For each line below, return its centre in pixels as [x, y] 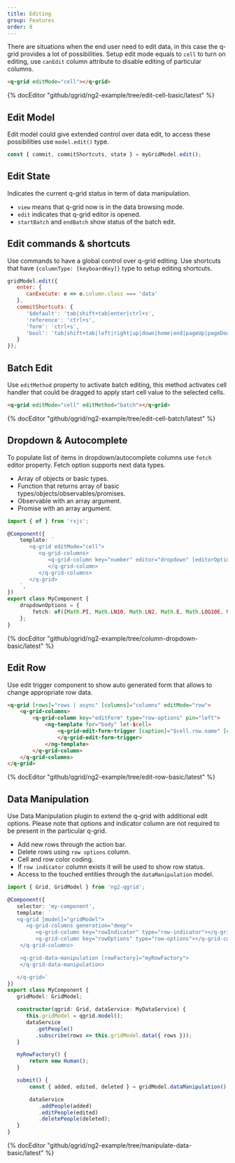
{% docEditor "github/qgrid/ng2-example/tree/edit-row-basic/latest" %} [111, 777]
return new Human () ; [59, 1061]
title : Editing [29, 14]
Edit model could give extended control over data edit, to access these [109, 135]
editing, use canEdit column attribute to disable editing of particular [104, 62]
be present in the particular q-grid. [57, 831]
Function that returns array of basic [69, 486]
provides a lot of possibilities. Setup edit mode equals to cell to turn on [123, 54]
